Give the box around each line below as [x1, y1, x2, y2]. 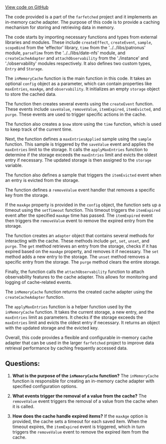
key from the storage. [5, 192, 49, 198]
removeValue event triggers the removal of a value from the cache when [12, 398, 158, 404]
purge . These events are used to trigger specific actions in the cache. [5, 111, 147, 117]
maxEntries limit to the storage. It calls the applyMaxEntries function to [5, 147, 148, 152]
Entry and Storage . [5, 66, 44, 72]
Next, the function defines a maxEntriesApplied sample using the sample [5, 136, 152, 142]
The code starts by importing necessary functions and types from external [5, 34, 158, 40]
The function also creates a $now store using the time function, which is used [5, 121, 162, 127]
